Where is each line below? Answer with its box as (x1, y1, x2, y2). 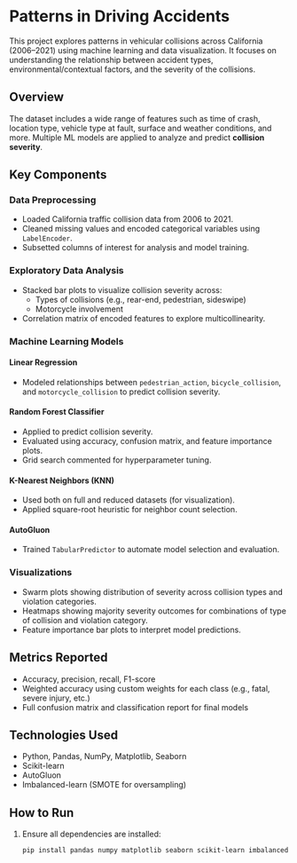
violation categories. (21, 596, 98, 606)
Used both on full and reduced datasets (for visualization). (21, 495, 235, 505)
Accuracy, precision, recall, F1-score (21, 673, 156, 685)
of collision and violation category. (21, 614, 148, 625)
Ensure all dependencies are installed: (21, 828, 161, 840)
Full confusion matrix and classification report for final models (21, 701, 249, 712)
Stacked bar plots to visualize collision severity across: (21, 284, 223, 295)
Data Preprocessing (9, 194, 97, 206)
